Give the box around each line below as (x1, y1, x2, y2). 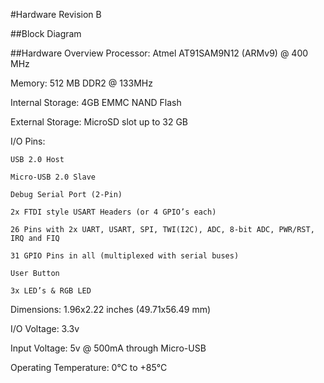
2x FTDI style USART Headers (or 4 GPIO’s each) (10, 207, 217, 217)
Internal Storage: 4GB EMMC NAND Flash (10, 97, 182, 108)
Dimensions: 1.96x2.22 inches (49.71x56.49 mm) (10, 304, 212, 315)
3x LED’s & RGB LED (10, 286, 92, 296)
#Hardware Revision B (10, 9, 102, 20)
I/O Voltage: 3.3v (10, 323, 80, 334)
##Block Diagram (10, 28, 82, 39)
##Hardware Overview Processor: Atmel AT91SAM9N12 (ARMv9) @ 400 (10, 47, 309, 59)
